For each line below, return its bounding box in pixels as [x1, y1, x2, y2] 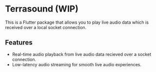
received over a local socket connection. [5, 24, 87, 30]
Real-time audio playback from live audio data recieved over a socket [12, 51, 152, 57]
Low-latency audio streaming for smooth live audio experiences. [12, 61, 142, 67]
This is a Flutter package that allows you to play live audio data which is [5, 19, 149, 25]
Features [5, 39, 33, 47]
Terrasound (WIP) [5, 3, 79, 14]
